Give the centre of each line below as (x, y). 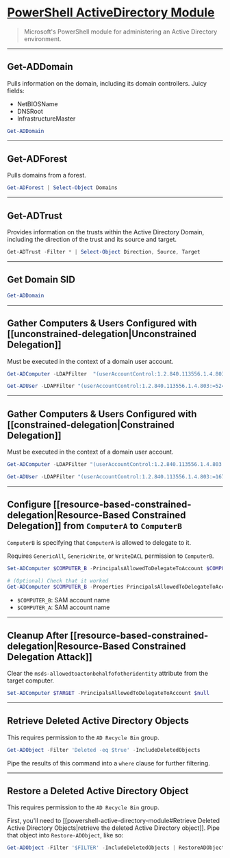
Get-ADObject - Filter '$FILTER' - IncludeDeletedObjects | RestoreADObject (116, 848)
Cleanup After (38, 635)
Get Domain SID (41, 280)
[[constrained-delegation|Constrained (91, 425)
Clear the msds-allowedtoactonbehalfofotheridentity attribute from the (108, 674)
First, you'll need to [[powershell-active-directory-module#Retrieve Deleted (114, 821)
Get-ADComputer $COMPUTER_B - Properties (66, 587)
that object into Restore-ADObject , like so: (65, 835)
